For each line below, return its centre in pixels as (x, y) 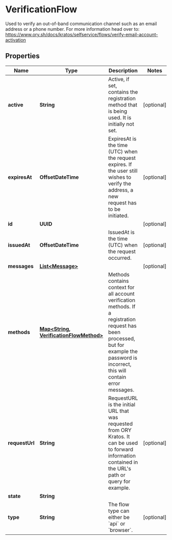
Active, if (119, 79)
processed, (122, 338)
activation (16, 40)
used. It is (120, 117)
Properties (23, 56)
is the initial (122, 404)
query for (119, 481)
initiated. (119, 215)
